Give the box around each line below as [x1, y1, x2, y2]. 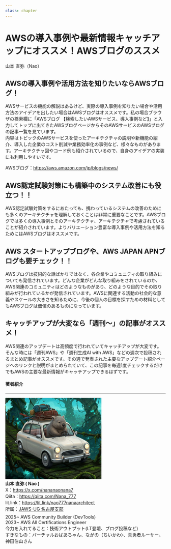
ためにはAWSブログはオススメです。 [5, 230, 82, 237]
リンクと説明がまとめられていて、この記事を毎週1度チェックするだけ [18, 362, 163, 368]
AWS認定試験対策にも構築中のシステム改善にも [5, 181, 155, 190]
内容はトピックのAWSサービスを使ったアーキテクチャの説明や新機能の [5, 135, 154, 141]
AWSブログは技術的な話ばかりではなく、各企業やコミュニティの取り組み [5, 271, 158, 277]
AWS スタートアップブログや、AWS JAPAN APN [5, 247, 159, 255]
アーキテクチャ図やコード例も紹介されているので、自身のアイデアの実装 [13, 148, 164, 154]
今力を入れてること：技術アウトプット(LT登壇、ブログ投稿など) [5, 526, 138, 532]
